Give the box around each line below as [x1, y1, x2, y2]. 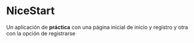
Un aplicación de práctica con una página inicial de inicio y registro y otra [6, 24, 189, 31]
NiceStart [6, 4, 55, 18]
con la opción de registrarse [6, 29, 76, 37]
